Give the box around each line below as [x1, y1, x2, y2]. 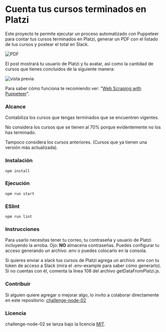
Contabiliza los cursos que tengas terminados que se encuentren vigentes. [5, 114, 160, 120]
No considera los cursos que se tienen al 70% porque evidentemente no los [5, 124, 161, 130]
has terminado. [5, 129, 36, 135]
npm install [5, 168, 30, 173]
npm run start [5, 191, 35, 196]
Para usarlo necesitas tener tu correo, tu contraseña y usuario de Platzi [5, 237, 152, 243]
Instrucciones [5, 226, 40, 233]
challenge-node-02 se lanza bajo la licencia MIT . [5, 321, 106, 327]
